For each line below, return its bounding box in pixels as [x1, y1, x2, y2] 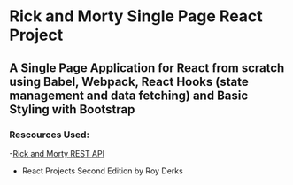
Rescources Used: [9, 128, 90, 141]
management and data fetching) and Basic [9, 88, 249, 103]
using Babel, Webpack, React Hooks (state [9, 73, 250, 89]
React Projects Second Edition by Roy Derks [21, 166, 183, 176]
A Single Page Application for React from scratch [9, 60, 285, 75]
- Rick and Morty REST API [9, 148, 104, 158]
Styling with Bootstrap [9, 102, 135, 117]
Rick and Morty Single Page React [9, 6, 263, 27]
